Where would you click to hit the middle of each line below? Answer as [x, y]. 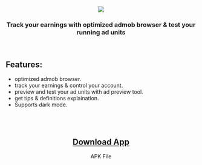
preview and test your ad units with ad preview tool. [79, 92]
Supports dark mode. [41, 105]
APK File [101, 156]
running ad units [101, 32]
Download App [101, 142]
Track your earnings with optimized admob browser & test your [101, 25]
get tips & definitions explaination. [57, 99]
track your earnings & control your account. [69, 86]
